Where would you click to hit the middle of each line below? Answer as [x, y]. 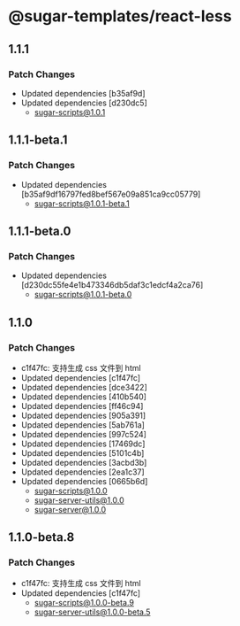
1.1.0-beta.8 [41, 537]
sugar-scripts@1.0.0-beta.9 [84, 602]
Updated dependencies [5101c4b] [82, 452]
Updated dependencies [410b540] [84, 397]
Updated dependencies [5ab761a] [82, 425]
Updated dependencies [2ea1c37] [82, 472]
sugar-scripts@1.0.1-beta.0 [83, 295]
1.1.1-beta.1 [38, 140]
